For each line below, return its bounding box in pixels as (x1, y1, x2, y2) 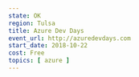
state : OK (8, 11, 42, 20)
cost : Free (8, 49, 45, 57)
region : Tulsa (8, 19, 56, 27)
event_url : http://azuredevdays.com (8, 34, 131, 43)
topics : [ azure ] (8, 57, 70, 65)
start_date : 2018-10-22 (8, 42, 88, 50)
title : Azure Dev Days (8, 26, 84, 34)
